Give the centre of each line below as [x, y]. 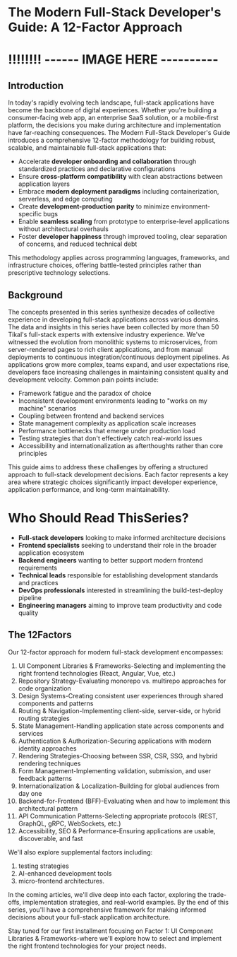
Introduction [36, 86]
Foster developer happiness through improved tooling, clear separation [123, 237]
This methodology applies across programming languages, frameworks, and [119, 258]
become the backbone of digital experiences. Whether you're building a [113, 110]
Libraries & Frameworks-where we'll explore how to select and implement [115, 938]
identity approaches [47, 748]
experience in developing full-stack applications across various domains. [114, 319]
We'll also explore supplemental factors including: [80, 852]
